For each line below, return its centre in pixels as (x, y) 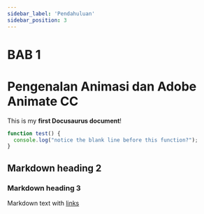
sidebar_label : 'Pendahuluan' (51, 14)
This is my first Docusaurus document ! (65, 121)
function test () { (34, 133)
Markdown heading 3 (44, 188)
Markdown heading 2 (54, 168)
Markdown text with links (43, 203)
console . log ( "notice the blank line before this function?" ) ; (106, 140)
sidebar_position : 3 (37, 20)
